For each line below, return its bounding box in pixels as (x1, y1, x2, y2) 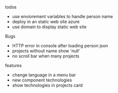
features (5, 63, 22, 68)
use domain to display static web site (12, 24, 87, 30)
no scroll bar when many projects (12, 53, 79, 59)
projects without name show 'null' (12, 48, 80, 54)
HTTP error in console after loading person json (12, 43, 108, 48)
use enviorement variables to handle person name (12, 14, 113, 19)
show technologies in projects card (12, 82, 83, 88)
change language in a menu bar (12, 72, 76, 77)
